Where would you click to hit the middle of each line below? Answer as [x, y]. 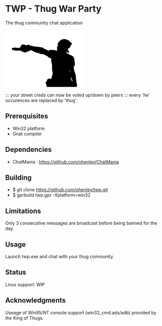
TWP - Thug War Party [53, 9]
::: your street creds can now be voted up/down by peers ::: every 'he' [77, 95]
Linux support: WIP [25, 284]
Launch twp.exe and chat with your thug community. [60, 256]
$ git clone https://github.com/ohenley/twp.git [60, 190]
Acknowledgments [36, 301]
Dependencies [28, 150]
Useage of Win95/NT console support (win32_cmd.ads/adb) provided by [81, 312]
